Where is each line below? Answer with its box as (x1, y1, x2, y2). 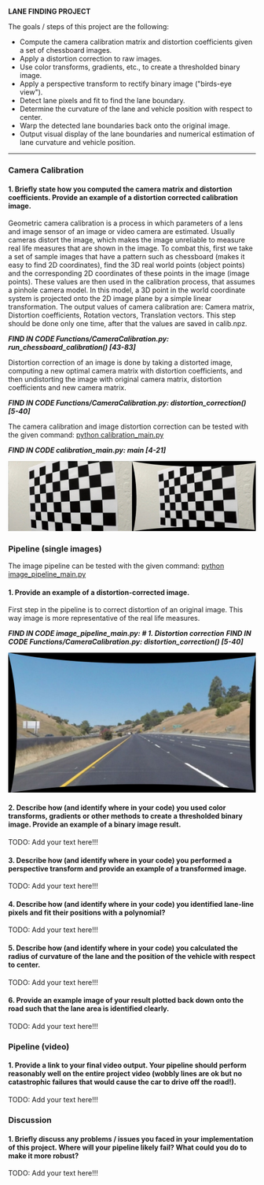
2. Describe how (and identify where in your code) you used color (8, 803, 226, 812)
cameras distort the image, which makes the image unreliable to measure (8, 236, 246, 245)
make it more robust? (8, 1150, 79, 1161)
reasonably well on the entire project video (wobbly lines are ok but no (8, 1069, 242, 1079)
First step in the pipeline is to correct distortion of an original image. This (8, 605, 244, 615)
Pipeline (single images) (8, 543, 102, 554)
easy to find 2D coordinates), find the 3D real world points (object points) (8, 260, 245, 270)
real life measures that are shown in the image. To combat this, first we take (8, 243, 254, 253)
